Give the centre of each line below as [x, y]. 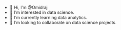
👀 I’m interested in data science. [42, 12]
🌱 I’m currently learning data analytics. [48, 17]
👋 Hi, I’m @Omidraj [29, 7]
